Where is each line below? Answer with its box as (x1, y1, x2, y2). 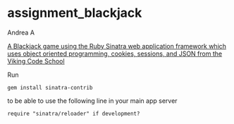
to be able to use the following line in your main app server (7, 97, 178, 105)
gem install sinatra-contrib (7, 84, 93, 91)
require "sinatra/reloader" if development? (7, 110, 140, 117)
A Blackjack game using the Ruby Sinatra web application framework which (7, 42, 227, 50)
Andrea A (7, 28, 35, 37)
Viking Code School (7, 56, 65, 65)
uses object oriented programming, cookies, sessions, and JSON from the (7, 49, 223, 58)
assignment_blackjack (7, 5, 142, 21)
